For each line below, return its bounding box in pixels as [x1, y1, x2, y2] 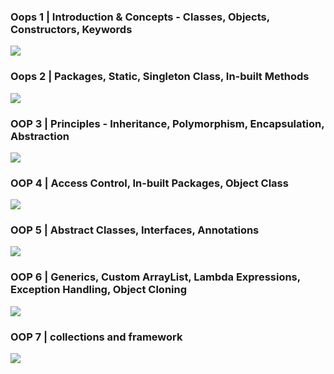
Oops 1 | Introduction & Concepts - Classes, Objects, [10, 10, 270, 24]
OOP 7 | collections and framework [10, 330, 183, 344]
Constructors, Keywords [10, 22, 133, 36]
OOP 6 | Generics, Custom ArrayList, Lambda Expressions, [10, 270, 301, 284]
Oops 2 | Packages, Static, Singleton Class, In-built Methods [10, 70, 310, 84]
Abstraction [10, 129, 70, 143]
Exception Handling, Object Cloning [10, 283, 188, 297]
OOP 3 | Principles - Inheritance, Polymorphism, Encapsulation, [10, 116, 325, 130]
